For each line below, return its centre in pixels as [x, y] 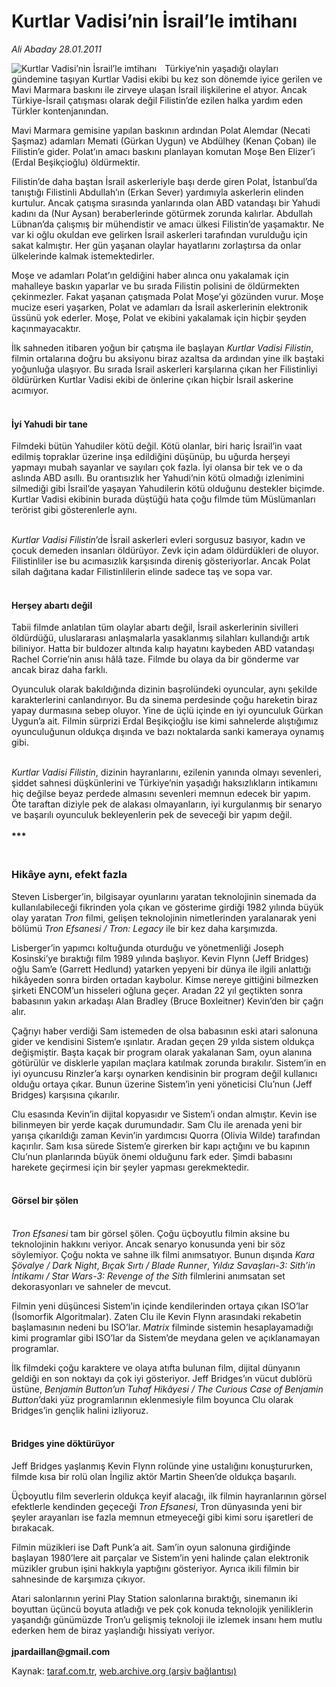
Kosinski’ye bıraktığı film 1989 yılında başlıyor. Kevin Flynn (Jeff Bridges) [160, 958]
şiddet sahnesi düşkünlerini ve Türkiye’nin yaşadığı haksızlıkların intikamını [164, 783]
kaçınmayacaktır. [46, 328]
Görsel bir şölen [45, 1201]
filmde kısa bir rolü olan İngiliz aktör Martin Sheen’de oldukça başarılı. [154, 1477]
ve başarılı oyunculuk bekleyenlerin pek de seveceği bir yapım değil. [152, 815]
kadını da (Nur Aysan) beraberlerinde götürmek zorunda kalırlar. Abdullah [162, 213]
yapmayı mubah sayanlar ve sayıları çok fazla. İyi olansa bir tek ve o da [157, 467]
